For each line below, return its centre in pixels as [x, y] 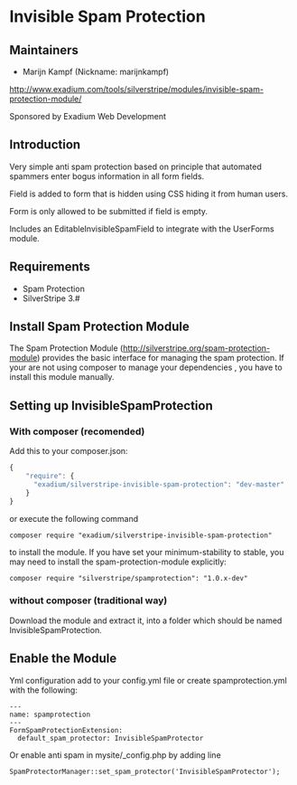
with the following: [44, 690]
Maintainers [44, 50]
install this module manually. [62, 377]
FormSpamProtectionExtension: [66, 730]
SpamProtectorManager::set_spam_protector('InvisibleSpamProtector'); [145, 771]
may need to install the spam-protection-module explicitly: [118, 562]
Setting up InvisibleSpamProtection [111, 406]
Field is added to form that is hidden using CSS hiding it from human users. [149, 194]
